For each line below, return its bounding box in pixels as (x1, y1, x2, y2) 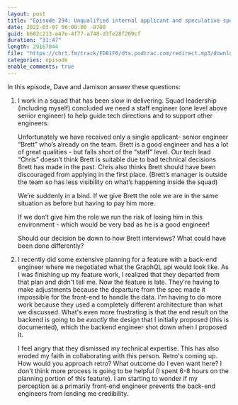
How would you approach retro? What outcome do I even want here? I (17, 359, 222, 367)
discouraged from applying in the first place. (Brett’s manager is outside (17, 170, 227, 178)
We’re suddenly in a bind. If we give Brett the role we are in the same (17, 191, 218, 200)
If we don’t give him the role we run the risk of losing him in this (17, 212, 203, 221)
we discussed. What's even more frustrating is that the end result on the (17, 307, 229, 316)
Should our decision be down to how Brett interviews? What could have (17, 234, 227, 242)
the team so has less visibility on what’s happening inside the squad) (17, 178, 218, 186)
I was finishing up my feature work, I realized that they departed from (17, 270, 220, 278)
